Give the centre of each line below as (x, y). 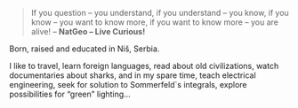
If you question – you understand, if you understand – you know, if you (160, 13)
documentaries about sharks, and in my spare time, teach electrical (133, 75)
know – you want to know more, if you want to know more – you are (154, 22)
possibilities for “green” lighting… (70, 94)
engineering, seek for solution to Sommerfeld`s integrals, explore (128, 85)
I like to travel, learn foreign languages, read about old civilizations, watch (144, 66)
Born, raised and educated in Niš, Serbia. (85, 49)
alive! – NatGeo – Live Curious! (88, 31)
